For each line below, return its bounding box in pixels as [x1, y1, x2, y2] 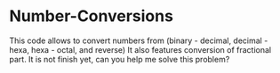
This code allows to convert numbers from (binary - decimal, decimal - [9, 35, 268, 46]
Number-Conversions [9, 6, 173, 26]
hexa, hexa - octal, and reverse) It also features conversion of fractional [9, 44, 272, 55]
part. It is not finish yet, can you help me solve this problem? [9, 54, 230, 64]
